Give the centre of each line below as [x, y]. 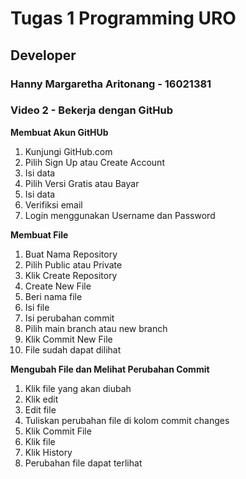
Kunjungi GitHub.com [68, 151]
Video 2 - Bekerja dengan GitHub [92, 110]
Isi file [37, 307]
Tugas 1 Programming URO [123, 18]
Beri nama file [53, 296]
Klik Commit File [58, 431]
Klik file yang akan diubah [78, 388]
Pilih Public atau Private [73, 264]
